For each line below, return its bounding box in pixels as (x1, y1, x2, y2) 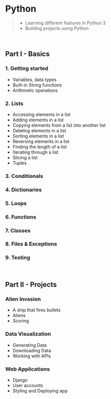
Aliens (12, 312, 26, 318)
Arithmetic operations (12, 87, 58, 93)
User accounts (12, 382, 43, 388)
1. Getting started (5, 65, 49, 72)
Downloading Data (12, 347, 51, 353)
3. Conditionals (5, 172, 43, 179)
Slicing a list (12, 154, 38, 160)
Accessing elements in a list (12, 111, 71, 117)
